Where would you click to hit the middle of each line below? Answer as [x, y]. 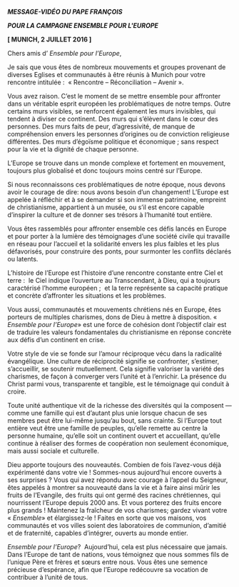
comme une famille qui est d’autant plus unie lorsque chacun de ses [107, 413]
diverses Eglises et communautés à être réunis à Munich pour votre [106, 75]
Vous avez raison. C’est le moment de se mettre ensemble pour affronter [114, 96]
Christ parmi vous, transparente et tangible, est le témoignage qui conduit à [118, 384]
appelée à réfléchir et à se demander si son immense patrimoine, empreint [117, 200]
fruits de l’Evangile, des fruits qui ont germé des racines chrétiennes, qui [114, 495]
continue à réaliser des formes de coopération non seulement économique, [118, 443]
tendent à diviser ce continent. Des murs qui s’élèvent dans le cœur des [113, 119]
